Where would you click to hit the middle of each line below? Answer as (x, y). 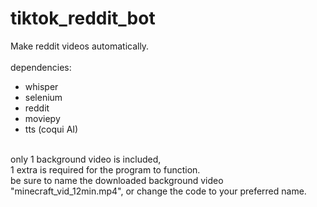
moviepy (42, 118)
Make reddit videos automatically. (80, 46)
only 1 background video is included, (86, 159)
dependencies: (41, 67)
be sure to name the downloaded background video (117, 180)
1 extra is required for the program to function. (105, 169)
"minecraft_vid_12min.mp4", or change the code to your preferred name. (158, 191)
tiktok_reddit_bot (83, 18)
